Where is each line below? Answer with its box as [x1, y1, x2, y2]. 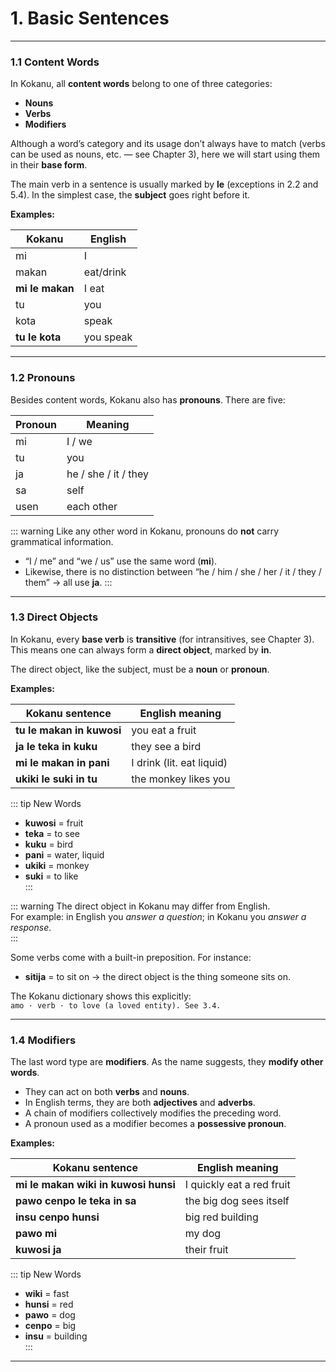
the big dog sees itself [184, 1194, 290, 1208]
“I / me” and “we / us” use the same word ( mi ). [24, 555, 218, 567]
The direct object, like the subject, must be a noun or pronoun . [10, 663, 270, 675]
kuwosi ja [15, 1243, 62, 1257]
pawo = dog [24, 1309, 76, 1321]
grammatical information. [10, 535, 114, 547]
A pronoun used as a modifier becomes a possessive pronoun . [24, 1118, 287, 1130]
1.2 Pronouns [10, 371, 76, 385]
